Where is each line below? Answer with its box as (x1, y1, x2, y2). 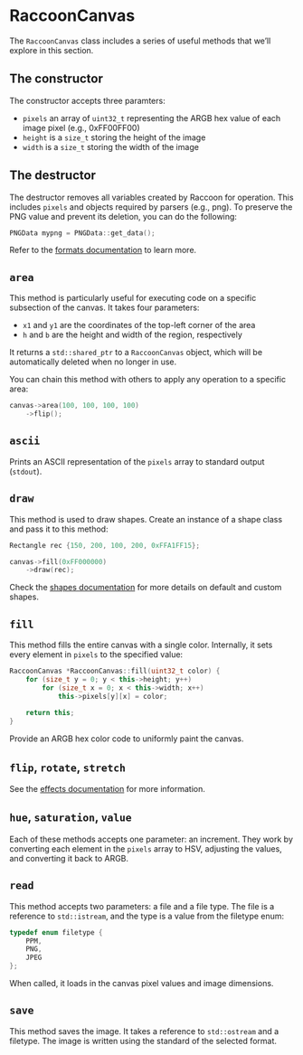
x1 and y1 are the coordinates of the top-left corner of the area (22, 320, 256, 331)
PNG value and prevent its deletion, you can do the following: (9, 211, 238, 221)
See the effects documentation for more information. (9, 784, 206, 794)
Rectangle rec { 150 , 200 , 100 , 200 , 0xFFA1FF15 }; (9, 541, 201, 550)
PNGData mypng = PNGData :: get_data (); (9, 228, 156, 238)
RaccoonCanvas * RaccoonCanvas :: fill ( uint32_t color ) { (9, 666, 221, 676)
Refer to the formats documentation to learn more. (9, 245, 197, 256)
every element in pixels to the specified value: (9, 649, 184, 660)
